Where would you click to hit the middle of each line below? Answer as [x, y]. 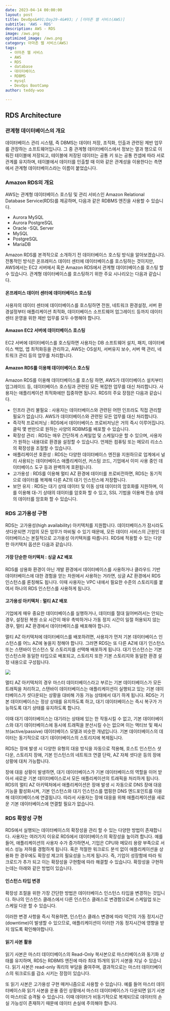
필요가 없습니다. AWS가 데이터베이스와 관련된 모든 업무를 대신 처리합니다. [85, 417]
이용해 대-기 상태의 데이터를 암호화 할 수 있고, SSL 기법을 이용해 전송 [86, 493]
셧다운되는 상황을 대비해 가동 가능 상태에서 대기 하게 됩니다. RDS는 [93, 695]
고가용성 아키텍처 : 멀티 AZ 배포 [36, 601]
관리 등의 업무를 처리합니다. [46, 355]
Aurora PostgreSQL [33, 223]
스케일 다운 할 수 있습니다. [31, 906]
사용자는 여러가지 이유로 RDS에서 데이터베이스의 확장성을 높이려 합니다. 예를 [88, 837]
